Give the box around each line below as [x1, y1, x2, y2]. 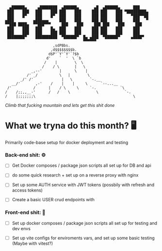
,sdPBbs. [52, 43, 70, 48]
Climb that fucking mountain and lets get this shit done [5, 103, 115, 108]
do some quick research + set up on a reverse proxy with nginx [12, 172, 139, 178]
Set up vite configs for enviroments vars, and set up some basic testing [12, 235, 155, 241]
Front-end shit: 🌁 [5, 209, 46, 216]
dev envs [12, 225, 31, 231]
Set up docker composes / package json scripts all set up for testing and [12, 220, 158, 226]
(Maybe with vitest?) [12, 240, 53, 246]
